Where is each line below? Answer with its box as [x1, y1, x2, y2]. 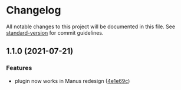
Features [6, 64, 32, 72]
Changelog [6, 4, 61, 17]
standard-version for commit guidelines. [6, 29, 104, 36]
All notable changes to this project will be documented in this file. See [6, 23, 176, 30]
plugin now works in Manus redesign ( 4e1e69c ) [14, 77, 130, 84]
